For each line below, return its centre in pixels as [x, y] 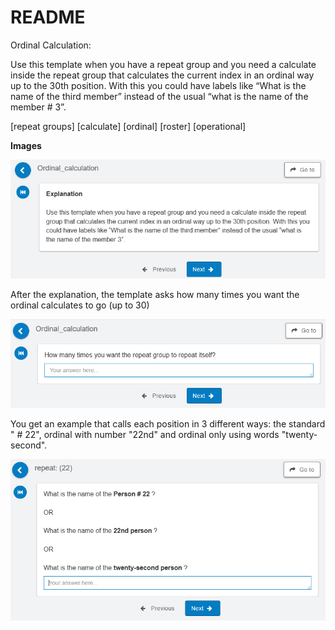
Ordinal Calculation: [51, 45]
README [48, 17]
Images [26, 145]
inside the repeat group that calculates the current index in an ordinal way [162, 75]
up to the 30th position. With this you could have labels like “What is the [158, 85]
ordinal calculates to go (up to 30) [80, 305]
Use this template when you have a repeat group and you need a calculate [163, 64]
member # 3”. [38, 107]
